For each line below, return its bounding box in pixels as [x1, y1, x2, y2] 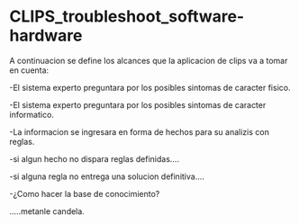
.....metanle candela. [9, 205, 86, 217]
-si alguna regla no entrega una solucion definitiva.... [9, 171, 205, 182]
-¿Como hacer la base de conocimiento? [9, 188, 160, 199]
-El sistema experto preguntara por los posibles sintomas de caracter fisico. [9, 82, 291, 93]
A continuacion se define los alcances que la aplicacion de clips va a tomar [9, 55, 288, 66]
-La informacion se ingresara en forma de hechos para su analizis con [9, 126, 270, 137]
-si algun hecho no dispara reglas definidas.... [9, 153, 180, 164]
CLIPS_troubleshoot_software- [9, 6, 245, 27]
